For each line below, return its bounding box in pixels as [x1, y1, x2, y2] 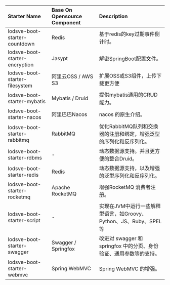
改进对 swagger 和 [99, 235, 143, 242]
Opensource [51, 13, 82, 20]
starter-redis [8, 172, 39, 178]
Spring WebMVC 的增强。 [99, 265, 160, 272]
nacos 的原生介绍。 [99, 111, 146, 118]
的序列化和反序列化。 [99, 138, 150, 145]
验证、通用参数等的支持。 [99, 250, 160, 257]
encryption [8, 61, 34, 68]
